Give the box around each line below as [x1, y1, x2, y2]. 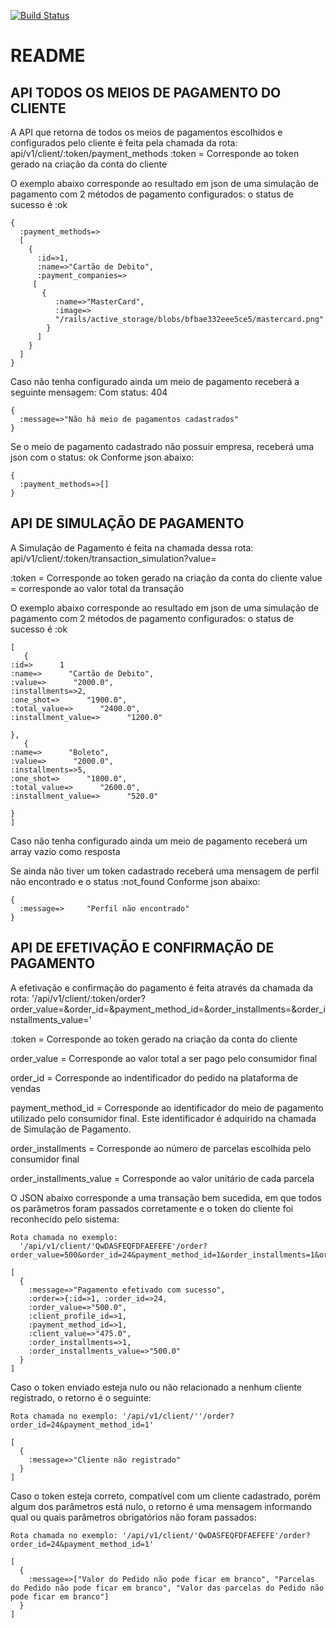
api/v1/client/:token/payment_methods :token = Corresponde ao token [10, 148, 300, 159]
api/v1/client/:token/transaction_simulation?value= [10, 552, 217, 564]
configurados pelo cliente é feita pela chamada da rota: [10, 137, 238, 149]
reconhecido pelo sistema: [10, 1213, 120, 1225]
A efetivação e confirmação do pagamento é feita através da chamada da [10, 981, 314, 994]
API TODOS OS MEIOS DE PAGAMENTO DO [10, 84, 282, 101]
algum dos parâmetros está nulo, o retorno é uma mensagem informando [10, 1500, 312, 1512]
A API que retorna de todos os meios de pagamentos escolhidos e [10, 126, 283, 138]
